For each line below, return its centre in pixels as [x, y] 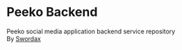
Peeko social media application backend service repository [91, 31]
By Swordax [24, 38]
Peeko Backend [52, 12]
